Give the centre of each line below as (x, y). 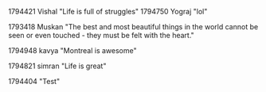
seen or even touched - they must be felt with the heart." (102, 35)
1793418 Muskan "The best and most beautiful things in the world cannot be (133, 27)
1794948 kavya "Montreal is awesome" (72, 50)
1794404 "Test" (34, 81)
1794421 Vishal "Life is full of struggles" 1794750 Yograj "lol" (108, 11)
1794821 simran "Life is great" (57, 66)
